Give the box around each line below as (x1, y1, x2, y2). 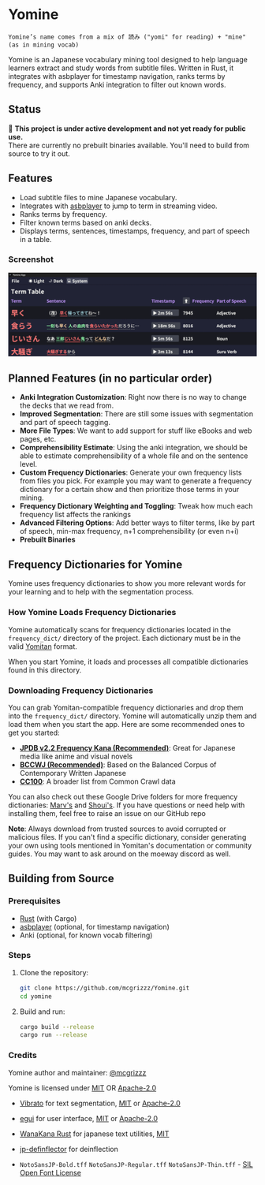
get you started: (8, 728, 61, 737)
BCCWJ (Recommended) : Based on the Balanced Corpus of (19, 759, 217, 770)
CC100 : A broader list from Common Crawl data (19, 777, 176, 786)
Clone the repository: (19, 967, 89, 977)
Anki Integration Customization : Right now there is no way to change (19, 393, 247, 402)
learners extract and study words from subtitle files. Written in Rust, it (8, 63, 234, 73)
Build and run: (19, 1007, 65, 1016)
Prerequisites (8, 896, 61, 907)
